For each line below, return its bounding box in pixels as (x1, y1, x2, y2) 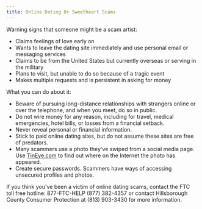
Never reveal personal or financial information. (15, 126, 132, 133)
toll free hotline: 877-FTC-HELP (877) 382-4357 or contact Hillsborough (6, 190, 188, 197)
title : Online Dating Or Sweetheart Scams (6, 9, 116, 15)
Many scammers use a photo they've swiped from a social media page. (15, 145, 195, 152)
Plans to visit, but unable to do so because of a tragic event (15, 69, 165, 77)
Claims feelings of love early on (15, 37, 95, 44)
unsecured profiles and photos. (15, 171, 95, 179)
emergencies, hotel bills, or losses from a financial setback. (15, 119, 165, 127)
